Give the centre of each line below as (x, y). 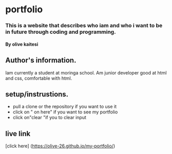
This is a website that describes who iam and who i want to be (84, 26)
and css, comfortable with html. (39, 78)
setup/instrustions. (37, 94)
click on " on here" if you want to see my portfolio (65, 112)
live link (18, 134)
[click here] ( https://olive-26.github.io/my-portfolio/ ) (60, 146)
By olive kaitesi (22, 44)
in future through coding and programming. (61, 32)
